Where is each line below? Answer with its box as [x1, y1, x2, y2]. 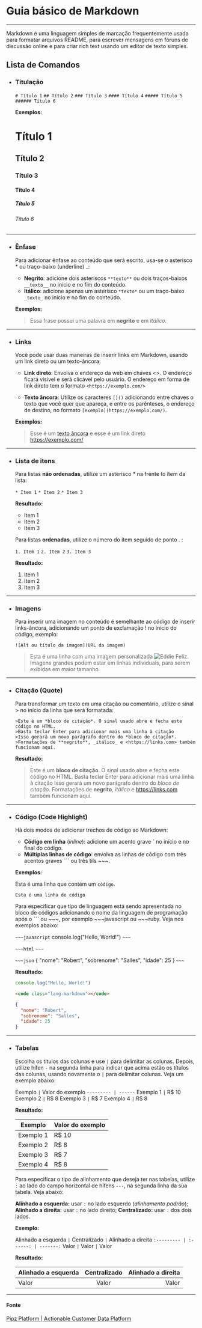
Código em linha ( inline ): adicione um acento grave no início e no [23, 838, 189, 845]
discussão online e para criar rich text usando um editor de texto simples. [6, 42, 188, 49]
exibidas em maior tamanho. [29, 666, 100, 673]
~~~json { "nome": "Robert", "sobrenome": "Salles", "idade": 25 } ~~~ [14, 957, 185, 964]
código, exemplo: [14, 631, 58, 638]
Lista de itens [14, 457, 55, 465]
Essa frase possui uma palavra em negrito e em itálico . [29, 317, 167, 324]
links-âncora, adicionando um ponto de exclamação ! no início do [14, 624, 177, 632]
